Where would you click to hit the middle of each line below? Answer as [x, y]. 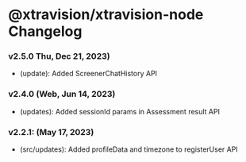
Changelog [45, 31]
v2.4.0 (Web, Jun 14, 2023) [62, 94]
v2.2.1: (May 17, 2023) [51, 132]
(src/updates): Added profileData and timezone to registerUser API [129, 149]
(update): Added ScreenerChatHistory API [88, 74]
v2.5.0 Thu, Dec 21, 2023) [59, 56]
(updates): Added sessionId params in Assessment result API [120, 111]
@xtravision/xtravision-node [106, 15]
